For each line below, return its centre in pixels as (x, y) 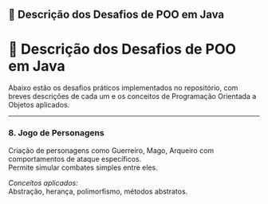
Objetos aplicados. (39, 105)
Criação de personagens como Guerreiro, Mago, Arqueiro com (111, 150)
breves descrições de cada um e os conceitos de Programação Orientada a (132, 96)
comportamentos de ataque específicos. (75, 159)
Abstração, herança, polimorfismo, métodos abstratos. (98, 191)
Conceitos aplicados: (43, 182)
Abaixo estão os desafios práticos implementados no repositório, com (123, 88)
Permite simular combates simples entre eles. (83, 167)
